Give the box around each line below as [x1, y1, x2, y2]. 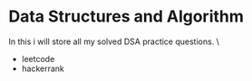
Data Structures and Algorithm [8, 6, 244, 27]
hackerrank [21, 63, 65, 74]
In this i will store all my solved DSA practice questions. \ [8, 36, 219, 47]
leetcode [21, 53, 55, 64]
